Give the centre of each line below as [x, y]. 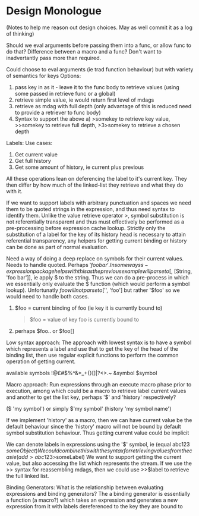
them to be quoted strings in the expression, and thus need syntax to [91, 209]
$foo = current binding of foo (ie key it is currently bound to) [89, 308]
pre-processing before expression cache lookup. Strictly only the [86, 228]
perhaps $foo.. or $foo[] [44, 331]
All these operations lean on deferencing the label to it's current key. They [97, 178]
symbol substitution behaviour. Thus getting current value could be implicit [98, 433]
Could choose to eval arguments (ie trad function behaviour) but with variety [100, 69]
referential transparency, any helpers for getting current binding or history [97, 240]
